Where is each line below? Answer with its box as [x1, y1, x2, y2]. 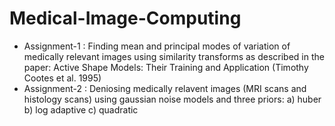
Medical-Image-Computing [9, 7, 242, 30]
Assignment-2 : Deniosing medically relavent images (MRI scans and [23, 82, 307, 94]
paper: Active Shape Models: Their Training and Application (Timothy [23, 61, 309, 73]
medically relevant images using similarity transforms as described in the [23, 50, 325, 62]
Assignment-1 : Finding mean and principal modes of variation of [23, 40, 291, 52]
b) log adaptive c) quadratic [23, 103, 139, 116]
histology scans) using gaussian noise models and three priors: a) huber [23, 93, 322, 105]
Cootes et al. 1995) [23, 72, 102, 84]
